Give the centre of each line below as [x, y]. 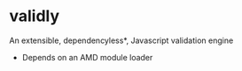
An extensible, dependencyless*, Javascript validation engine [121, 40]
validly [35, 16]
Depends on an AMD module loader [87, 57]
